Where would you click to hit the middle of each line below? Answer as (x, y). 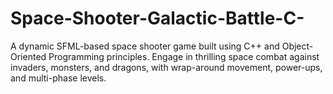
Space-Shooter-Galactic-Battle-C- (157, 18)
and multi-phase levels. (58, 78)
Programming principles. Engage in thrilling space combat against (184, 56)
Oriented (28, 56)
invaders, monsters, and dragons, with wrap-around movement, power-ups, (166, 67)
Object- (297, 46)
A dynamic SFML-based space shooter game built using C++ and (145, 46)
